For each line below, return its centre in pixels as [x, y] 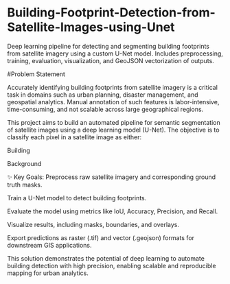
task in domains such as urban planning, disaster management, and [103, 95]
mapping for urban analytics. [48, 273]
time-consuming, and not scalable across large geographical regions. [105, 109]
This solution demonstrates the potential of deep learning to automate [106, 258]
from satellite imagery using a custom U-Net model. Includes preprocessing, [115, 54]
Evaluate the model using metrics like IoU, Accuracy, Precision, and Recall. [113, 211]
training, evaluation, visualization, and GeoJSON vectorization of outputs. [111, 60]
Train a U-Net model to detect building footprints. [77, 198]
